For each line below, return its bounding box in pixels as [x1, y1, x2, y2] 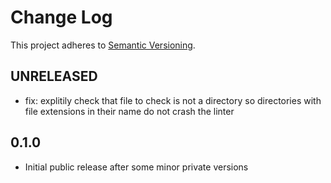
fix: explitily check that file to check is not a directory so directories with [24, 94, 322, 106]
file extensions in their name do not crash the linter [24, 105, 235, 117]
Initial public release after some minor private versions [24, 161, 249, 173]
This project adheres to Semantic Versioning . [10, 39, 196, 51]
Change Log [10, 6, 113, 29]
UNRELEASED [10, 68, 98, 85]
